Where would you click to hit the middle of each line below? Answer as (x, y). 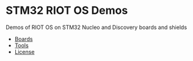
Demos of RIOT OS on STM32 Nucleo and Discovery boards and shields (96, 27)
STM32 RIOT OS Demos (67, 11)
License (24, 51)
